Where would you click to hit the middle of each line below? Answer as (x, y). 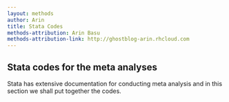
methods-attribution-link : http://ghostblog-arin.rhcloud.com (98, 39)
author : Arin (26, 20)
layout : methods (30, 13)
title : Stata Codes (35, 26)
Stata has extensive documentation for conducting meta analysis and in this (115, 83)
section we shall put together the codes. (64, 91)
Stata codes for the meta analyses (82, 67)
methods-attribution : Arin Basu (53, 33)
